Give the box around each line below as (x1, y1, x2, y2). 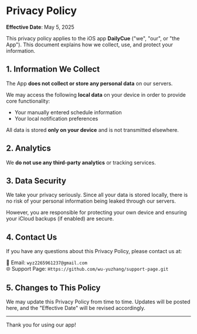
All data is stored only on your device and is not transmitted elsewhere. (6, 126, 179, 133)
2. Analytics (6, 144, 51, 154)
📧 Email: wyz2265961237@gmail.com (6, 259, 88, 266)
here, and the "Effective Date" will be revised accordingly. (6, 305, 145, 311)
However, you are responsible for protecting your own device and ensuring (6, 209, 187, 216)
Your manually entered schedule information (14, 108, 122, 115)
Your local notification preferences (14, 115, 98, 122)
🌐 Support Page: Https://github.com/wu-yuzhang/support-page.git (6, 265, 169, 272)
